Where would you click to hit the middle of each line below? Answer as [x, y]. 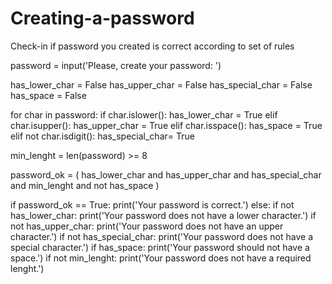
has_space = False [48, 95]
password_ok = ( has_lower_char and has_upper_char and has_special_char [166, 174]
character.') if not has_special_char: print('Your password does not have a [161, 236]
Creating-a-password [102, 18]
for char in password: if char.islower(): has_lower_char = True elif [144, 114]
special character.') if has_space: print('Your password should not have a [160, 247]
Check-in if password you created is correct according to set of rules [152, 46]
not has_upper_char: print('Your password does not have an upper [147, 226]
